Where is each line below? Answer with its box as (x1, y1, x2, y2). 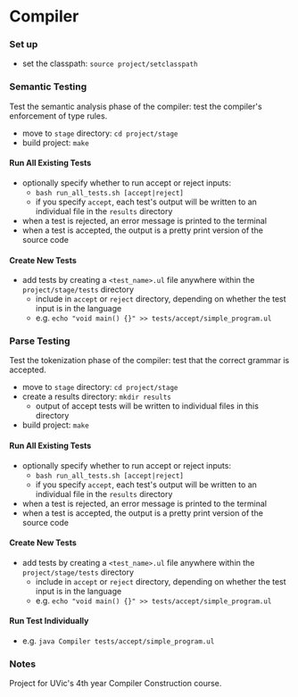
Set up (9, 38, 38, 51)
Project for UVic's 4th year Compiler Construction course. (9, 678, 222, 689)
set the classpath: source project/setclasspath (21, 58, 198, 69)
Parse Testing (9, 335, 70, 347)
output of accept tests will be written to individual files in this (35, 401, 259, 411)
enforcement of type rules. (9, 110, 108, 121)
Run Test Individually (9, 616, 89, 626)
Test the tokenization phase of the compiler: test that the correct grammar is (9, 355, 290, 366)
